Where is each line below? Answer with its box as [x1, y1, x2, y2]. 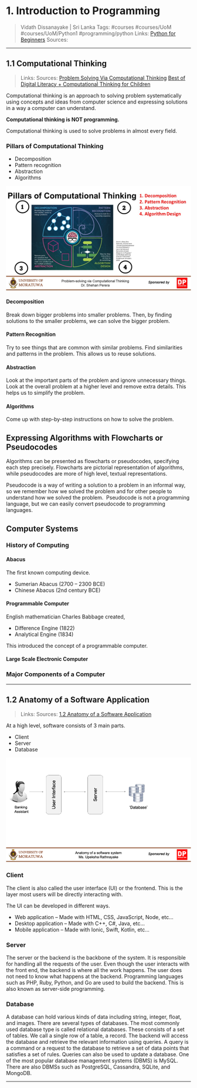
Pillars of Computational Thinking [6, 142, 104, 150]
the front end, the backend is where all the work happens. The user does [6, 966, 182, 973]
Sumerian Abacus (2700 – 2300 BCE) [14, 580, 106, 587]
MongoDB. [6, 1070, 32, 1077]
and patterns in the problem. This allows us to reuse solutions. [6, 350, 157, 357]
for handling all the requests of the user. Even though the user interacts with [6, 960, 190, 967]
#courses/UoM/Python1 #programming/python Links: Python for [20, 29, 176, 36]
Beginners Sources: [20, 36, 69, 43]
